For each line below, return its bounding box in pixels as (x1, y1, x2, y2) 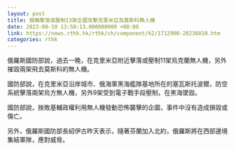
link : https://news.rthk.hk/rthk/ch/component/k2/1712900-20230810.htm (7, 29, 220, 37)
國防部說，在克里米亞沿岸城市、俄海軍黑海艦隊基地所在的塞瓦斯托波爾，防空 (7, 80, 228, 88)
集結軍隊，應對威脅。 (7, 135, 69, 144)
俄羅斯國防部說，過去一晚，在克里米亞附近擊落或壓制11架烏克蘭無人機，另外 (7, 57, 227, 65)
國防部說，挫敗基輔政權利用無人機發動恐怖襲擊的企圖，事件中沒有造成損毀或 (7, 103, 228, 112)
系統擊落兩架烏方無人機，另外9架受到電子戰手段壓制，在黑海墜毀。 (7, 89, 201, 97)
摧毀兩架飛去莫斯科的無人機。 (7, 65, 93, 73)
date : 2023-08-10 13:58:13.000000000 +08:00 (7, 23, 139, 30)
